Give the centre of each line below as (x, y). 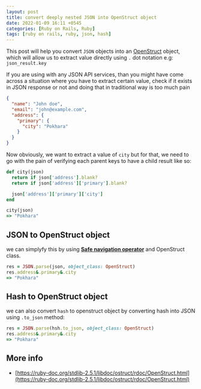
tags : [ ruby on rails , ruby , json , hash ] (59, 34)
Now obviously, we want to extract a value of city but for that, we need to (97, 155)
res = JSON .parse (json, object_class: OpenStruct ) (71, 266)
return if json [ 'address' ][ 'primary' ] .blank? (70, 183)
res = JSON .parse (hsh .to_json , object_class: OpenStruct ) (80, 328)
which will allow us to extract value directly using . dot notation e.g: (90, 58)
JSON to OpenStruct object (58, 235)
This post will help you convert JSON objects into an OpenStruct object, (93, 51)
